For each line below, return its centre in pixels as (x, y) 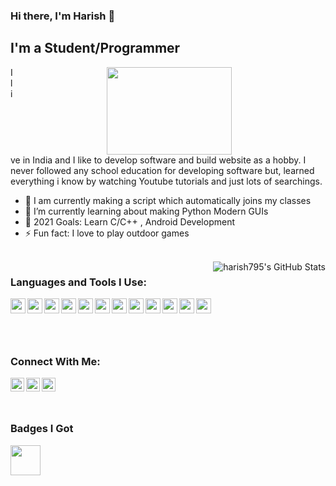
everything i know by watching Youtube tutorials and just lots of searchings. (166, 181)
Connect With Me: (55, 361)
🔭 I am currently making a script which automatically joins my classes (168, 200)
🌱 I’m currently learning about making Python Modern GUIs (146, 211)
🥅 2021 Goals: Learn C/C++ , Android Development (129, 221)
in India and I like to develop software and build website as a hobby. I (164, 160)
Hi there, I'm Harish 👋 (63, 16)
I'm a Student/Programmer (95, 48)
